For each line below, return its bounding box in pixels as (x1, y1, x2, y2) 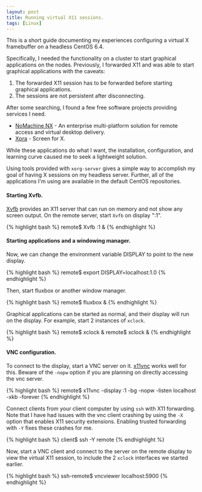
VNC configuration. (6, 349, 56, 356)
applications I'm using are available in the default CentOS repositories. (6, 178, 181, 185)
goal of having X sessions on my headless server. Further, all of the (6, 171, 174, 179)
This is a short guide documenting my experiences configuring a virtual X (6, 37, 189, 44)
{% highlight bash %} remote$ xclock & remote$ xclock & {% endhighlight (6, 328, 191, 336)
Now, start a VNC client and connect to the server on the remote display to (6, 447, 192, 454)
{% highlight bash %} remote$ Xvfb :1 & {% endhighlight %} (6, 223, 156, 231)
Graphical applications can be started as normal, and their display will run (6, 310, 189, 318)
